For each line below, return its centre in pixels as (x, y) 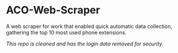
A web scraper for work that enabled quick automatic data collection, (89, 26)
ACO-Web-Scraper (53, 10)
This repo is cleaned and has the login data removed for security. (85, 44)
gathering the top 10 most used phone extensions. (66, 32)
